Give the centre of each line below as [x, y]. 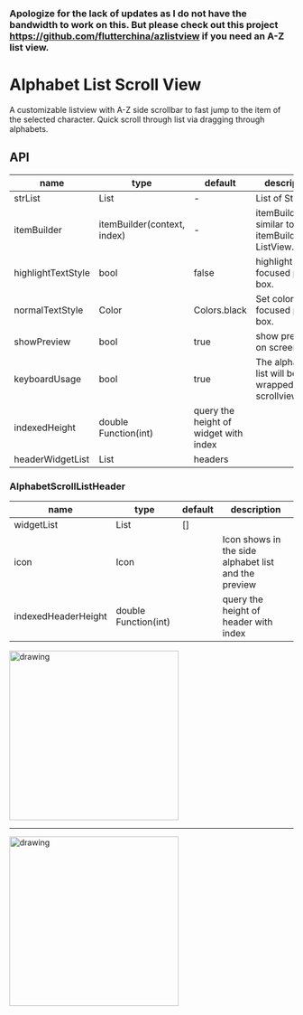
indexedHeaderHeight [60, 616]
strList [27, 198]
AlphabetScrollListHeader [68, 486]
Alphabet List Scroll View [106, 85]
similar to [275, 224]
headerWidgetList [52, 459]
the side [239, 550]
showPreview [42, 342]
